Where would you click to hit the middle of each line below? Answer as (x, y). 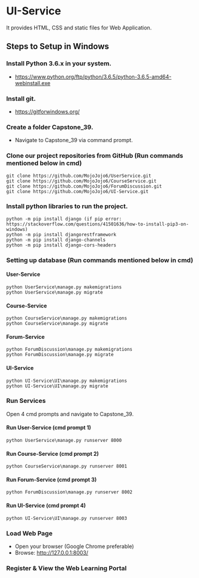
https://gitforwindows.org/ (47, 112)
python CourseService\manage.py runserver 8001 (67, 466)
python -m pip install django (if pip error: (64, 219)
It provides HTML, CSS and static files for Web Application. (79, 28)
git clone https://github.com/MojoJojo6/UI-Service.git (77, 191)
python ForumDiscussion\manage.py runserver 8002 (70, 492)
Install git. (21, 98)
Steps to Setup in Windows (58, 46)
